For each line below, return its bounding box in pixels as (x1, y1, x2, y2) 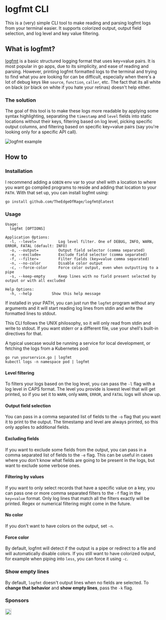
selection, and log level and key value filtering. (5, 30, 100, 36)
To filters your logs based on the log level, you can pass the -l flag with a (5, 381, 155, 387)
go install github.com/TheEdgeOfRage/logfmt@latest (5, 199, 114, 204)
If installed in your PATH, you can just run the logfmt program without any (5, 300, 155, 306)
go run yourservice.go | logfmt (5, 355, 72, 360)
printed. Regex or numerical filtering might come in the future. (5, 501, 131, 507)
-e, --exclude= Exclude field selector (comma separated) (9, 252, 148, 257)
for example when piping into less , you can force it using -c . (5, 556, 128, 562)
